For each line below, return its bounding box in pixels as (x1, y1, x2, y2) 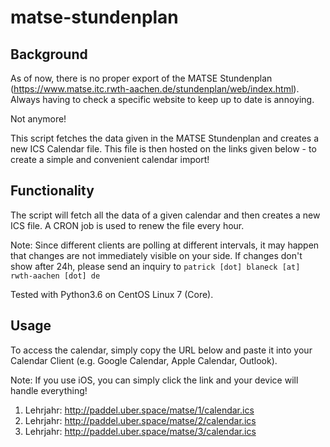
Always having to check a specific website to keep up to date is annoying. (10, 94, 315, 105)
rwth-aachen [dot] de (10, 271, 101, 281)
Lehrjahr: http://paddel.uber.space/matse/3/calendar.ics (24, 425, 257, 437)
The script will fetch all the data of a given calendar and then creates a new (10, 209, 321, 221)
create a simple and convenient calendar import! (10, 154, 210, 165)
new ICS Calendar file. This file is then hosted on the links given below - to (10, 143, 317, 155)
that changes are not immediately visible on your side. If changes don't (10, 249, 303, 261)
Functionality (10, 182, 95, 200)
